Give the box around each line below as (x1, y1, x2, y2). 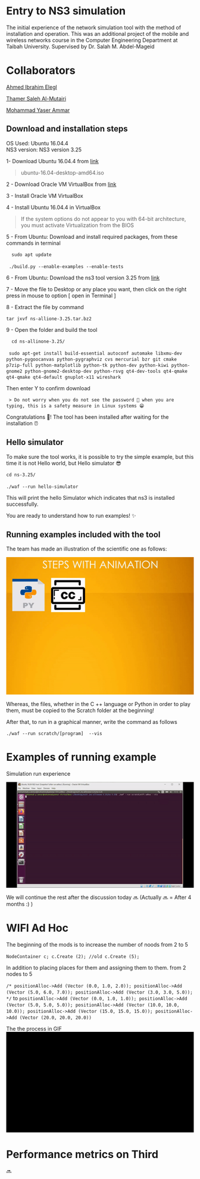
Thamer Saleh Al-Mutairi (6, 95, 67, 102)
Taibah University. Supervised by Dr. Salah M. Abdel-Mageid (6, 43, 155, 50)
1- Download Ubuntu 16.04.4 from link (6, 157, 99, 164)
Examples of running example (6, 751, 157, 764)
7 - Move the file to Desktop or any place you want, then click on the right (6, 285, 187, 293)
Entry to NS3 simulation (6, 4, 126, 18)
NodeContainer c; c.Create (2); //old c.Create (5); (6, 953, 140, 960)
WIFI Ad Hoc (6, 922, 68, 935)
